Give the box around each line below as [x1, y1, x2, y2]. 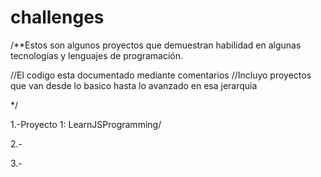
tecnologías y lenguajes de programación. [10, 49, 184, 61]
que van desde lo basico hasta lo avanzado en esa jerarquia [10, 79, 258, 91]
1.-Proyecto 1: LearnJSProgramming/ [10, 118, 162, 130]
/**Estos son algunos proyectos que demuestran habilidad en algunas [10, 39, 302, 51]
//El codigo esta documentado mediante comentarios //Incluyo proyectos [10, 69, 312, 81]
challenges [10, 6, 105, 29]
